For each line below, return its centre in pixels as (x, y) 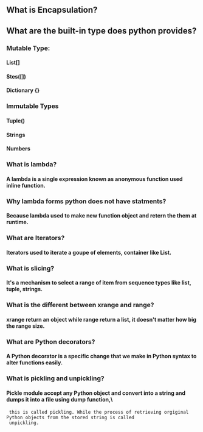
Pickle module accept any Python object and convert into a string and (96, 393)
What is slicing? (30, 268)
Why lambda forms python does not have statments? (86, 201)
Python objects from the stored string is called (71, 418)
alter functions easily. (34, 363)
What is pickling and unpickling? (55, 378)
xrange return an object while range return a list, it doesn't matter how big (101, 319)
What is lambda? (32, 165)
